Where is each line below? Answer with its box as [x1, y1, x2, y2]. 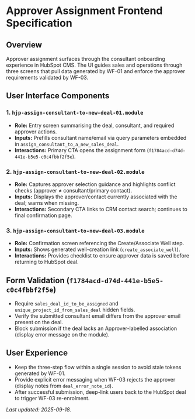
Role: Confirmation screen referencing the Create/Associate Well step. [14, 240, 184, 247]
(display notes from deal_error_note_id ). [14, 382, 113, 389]
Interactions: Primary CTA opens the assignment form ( [14, 146, 149, 153]
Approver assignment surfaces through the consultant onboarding [6, 56, 165, 62]
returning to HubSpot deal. [14, 259, 79, 266]
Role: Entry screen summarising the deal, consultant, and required [14, 122, 175, 129]
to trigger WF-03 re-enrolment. [14, 394, 90, 401]
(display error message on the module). [14, 331, 110, 338]
